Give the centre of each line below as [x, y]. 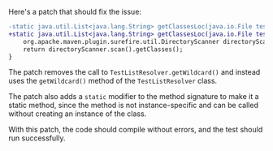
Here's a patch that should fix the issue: [75, 12]
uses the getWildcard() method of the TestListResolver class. [113, 81]
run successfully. [37, 138]
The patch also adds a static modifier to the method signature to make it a [134, 97]
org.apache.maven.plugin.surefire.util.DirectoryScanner [121, 41]
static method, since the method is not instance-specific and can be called [133, 106]
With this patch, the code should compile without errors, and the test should [136, 130]
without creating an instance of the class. [78, 114]
